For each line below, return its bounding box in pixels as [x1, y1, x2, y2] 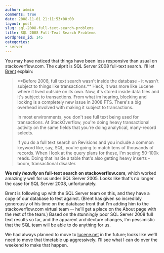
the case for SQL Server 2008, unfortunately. [5, 181, 97, 187]
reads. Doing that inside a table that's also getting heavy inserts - [17, 155, 151, 161]
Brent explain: [5, 68, 34, 74]
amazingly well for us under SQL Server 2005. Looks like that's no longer [5, 175, 154, 181]
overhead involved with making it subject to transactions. [17, 104, 134, 110]
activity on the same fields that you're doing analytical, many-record [17, 125, 157, 130]
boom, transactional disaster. [17, 160, 77, 166]
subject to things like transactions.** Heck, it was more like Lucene [17, 83, 154, 89]
